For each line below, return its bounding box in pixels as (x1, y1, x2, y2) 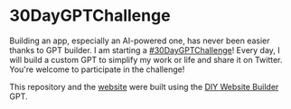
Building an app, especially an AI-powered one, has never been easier (9, 35, 270, 46)
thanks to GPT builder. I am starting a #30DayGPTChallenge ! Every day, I (9, 44, 280, 55)
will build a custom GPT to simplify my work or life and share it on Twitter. (9, 54, 283, 65)
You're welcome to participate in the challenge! (9, 64, 185, 75)
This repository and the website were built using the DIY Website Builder (9, 81, 279, 92)
